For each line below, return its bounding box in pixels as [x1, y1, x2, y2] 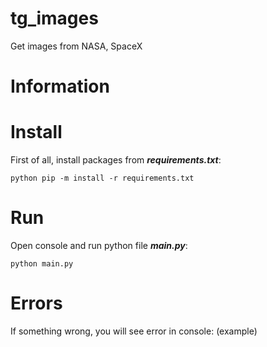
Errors [10, 292, 63, 315]
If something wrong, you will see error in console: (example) [10, 325, 258, 337]
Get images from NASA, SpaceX [10, 40, 143, 52]
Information [10, 75, 110, 98]
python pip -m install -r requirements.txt [10, 173, 195, 184]
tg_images [10, 7, 99, 30]
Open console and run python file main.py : [10, 240, 188, 251]
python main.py [10, 259, 74, 269]
